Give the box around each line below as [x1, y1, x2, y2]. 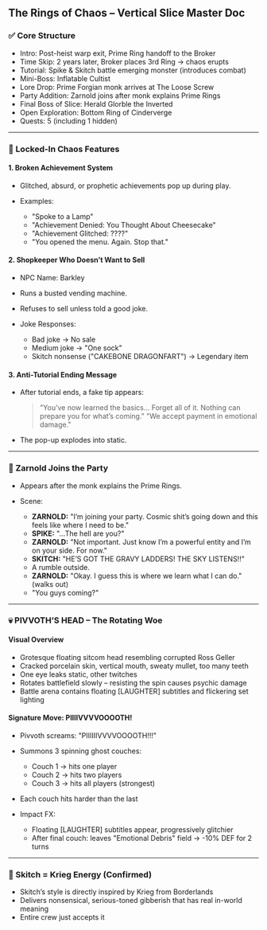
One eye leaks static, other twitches [19, 669, 137, 679]
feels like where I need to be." [31, 520, 130, 529]
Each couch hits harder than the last [19, 794, 138, 803]
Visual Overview [8, 635, 64, 644]
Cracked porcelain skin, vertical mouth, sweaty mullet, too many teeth [19, 661, 249, 670]
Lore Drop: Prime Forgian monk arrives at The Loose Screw [19, 82, 215, 92]
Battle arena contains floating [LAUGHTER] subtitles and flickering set [19, 686, 249, 696]
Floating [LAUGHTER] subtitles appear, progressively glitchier [31, 824, 234, 834]
